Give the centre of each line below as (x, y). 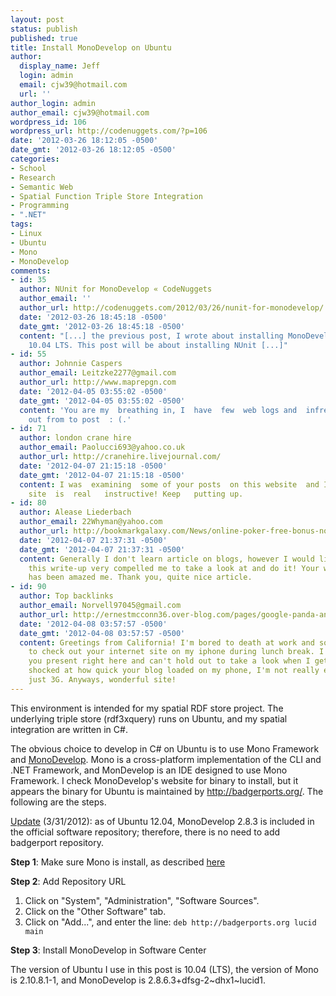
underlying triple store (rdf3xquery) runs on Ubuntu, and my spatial (149, 718)
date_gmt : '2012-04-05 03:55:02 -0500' (102, 401)
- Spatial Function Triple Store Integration (106, 196)
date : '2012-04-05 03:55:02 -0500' (93, 391)
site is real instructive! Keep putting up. (136, 494)
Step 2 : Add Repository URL (68, 881)
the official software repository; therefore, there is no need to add (145, 832)
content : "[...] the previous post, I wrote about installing (151, 336)
